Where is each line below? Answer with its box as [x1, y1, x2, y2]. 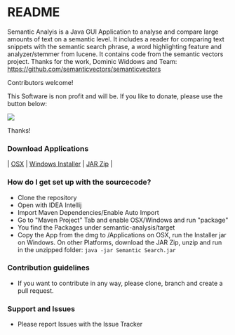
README [7, 4, 60, 20]
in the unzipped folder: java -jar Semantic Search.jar [17, 245, 176, 254]
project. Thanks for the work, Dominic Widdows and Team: [7, 57, 177, 65]
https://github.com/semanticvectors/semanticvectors [7, 65, 161, 73]
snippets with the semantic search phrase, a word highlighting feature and [7, 42, 222, 51]
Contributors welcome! [7, 78, 74, 86]
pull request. [17, 286, 54, 295]
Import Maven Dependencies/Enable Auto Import [17, 208, 159, 216]
